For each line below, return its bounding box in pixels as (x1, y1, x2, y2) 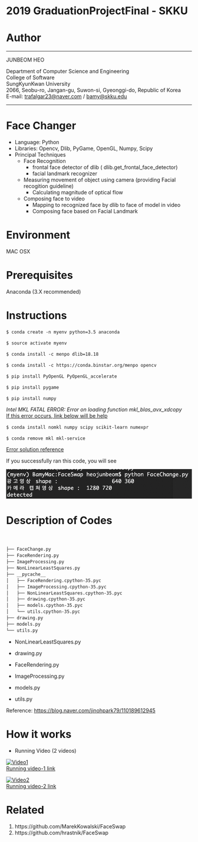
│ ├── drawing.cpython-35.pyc (6, 596, 85, 602)
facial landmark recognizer (32, 170, 97, 177)
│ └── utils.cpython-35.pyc (6, 609, 81, 615)
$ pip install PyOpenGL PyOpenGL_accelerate (6, 373, 117, 379)
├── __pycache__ (6, 571, 46, 577)
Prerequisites (6, 269, 74, 282)
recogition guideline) (23, 183, 74, 190)
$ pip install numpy (6, 395, 57, 401)
